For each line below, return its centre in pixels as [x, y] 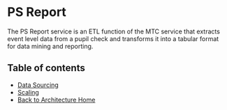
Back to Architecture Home [56, 100]
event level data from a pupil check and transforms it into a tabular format [113, 38]
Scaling [28, 92]
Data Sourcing [38, 85]
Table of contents [46, 68]
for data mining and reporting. [50, 46]
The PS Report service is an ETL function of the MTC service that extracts [113, 31]
